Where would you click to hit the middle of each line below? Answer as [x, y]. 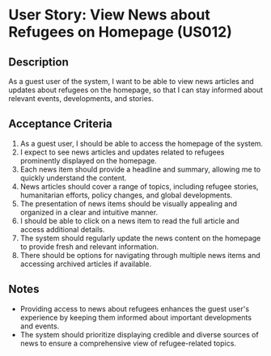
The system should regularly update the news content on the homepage [140, 238]
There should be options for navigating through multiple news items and [140, 255]
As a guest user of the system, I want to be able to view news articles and [131, 81]
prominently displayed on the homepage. [89, 160]
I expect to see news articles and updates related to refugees [122, 152]
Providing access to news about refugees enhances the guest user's [134, 308]
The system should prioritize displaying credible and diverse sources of [139, 334]
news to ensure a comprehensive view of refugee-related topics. [128, 343]
